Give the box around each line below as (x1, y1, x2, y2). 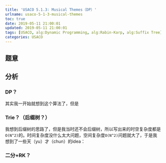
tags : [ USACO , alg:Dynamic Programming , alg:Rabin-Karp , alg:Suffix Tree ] (5, 30, 163, 35)
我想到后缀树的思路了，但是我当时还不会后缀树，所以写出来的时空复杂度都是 (5, 126, 161, 132)
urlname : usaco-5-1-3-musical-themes (5, 12, 83, 17)
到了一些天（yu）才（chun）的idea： (9, 138, 85, 144)
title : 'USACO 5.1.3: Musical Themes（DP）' (5, 7, 97, 12)
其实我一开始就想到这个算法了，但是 (5, 100, 79, 106)
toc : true (5, 16, 26, 21)
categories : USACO (5, 35, 43, 40)
